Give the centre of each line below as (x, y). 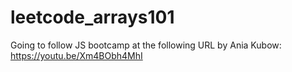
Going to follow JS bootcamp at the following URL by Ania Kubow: (146, 45)
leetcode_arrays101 (92, 17)
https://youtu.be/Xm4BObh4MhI (76, 55)
